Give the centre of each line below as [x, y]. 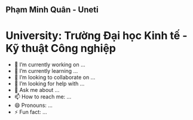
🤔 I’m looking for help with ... [49, 84]
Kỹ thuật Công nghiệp [61, 48]
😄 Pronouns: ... [33, 105]
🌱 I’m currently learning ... [46, 71]
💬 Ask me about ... [37, 90]
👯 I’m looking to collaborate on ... [55, 78]
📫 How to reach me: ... [43, 97]
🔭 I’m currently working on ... [50, 64]
